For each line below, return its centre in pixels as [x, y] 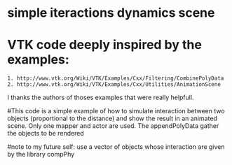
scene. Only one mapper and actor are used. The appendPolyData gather [113, 126]
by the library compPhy [41, 155]
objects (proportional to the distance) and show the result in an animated [112, 119]
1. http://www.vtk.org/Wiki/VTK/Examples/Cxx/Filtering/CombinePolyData [116, 78]
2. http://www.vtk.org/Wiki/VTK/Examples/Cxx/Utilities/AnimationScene [114, 85]
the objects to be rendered [46, 134]
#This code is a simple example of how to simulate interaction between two [116, 111]
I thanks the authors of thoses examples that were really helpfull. [101, 98]
